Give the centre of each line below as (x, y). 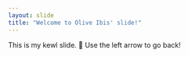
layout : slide (31, 15)
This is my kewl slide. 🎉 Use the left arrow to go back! (95, 45)
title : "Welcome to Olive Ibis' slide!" (75, 23)
